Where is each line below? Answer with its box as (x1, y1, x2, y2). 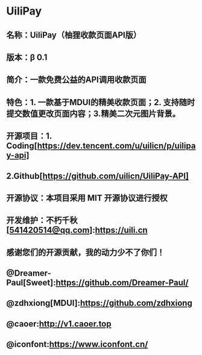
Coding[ (6, 141, 37, 151)
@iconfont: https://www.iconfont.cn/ (6, 339, 148, 350)
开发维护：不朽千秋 (6, 215, 78, 226)
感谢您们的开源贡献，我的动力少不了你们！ (6, 247, 165, 258)
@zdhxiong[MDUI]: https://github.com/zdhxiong (6, 298, 193, 308)
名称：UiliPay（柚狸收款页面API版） (6, 30, 142, 40)
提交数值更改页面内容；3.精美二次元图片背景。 (6, 108, 181, 119)
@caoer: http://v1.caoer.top (6, 319, 112, 329)
